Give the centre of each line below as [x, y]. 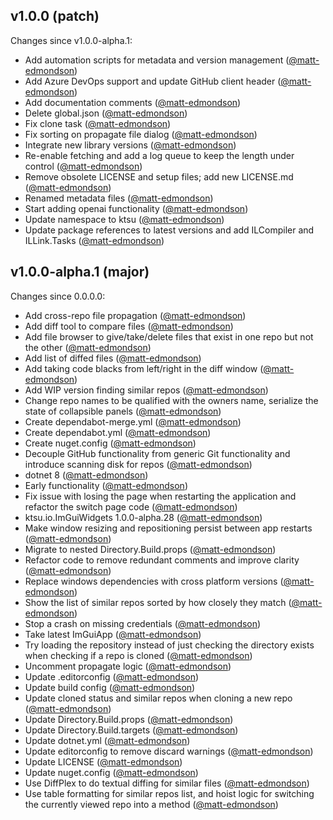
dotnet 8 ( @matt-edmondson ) [86, 475]
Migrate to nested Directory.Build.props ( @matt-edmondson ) [150, 549]
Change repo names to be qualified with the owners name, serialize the [171, 400]
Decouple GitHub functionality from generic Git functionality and [157, 453]
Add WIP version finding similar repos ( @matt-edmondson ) [146, 390]
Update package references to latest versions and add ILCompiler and [169, 230]
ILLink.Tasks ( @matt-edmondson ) [94, 240]
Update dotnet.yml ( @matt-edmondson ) [107, 740]
